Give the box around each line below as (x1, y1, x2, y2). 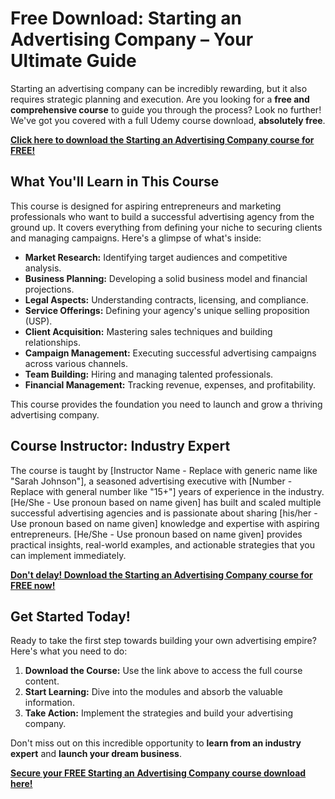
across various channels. (24, 357, 128, 369)
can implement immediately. (10, 549, 127, 561)
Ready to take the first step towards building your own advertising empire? (10, 635, 317, 647)
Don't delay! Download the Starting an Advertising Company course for (10, 568, 313, 581)
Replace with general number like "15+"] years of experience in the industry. (10, 485, 325, 497)
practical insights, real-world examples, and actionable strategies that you (10, 538, 315, 551)
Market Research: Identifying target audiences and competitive (24, 251, 288, 263)
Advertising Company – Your (10, 28, 254, 51)
